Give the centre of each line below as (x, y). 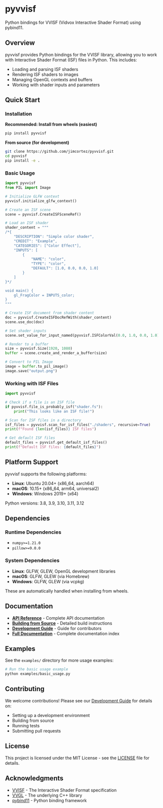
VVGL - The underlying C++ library (47, 795)
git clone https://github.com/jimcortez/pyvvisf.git (59, 152)
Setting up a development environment (51, 715)
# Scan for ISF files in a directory (43, 420)
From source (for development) (37, 143)
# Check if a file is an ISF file (40, 402)
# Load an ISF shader (27, 223)
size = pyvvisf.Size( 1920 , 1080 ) (39, 349)
